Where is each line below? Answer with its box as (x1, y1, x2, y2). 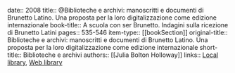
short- (199, 44, 218, 51)
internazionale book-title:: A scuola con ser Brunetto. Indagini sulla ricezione (7, 21, 229, 29)
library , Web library (7, 58, 63, 66)
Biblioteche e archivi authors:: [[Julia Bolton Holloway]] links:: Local (23, 51, 219, 59)
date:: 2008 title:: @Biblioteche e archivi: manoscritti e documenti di (7, 6, 204, 14)
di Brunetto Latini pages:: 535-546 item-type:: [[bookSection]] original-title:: (7, 28, 228, 36)
